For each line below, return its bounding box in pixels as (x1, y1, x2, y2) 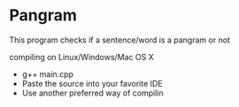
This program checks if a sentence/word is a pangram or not (9, 34, 230, 45)
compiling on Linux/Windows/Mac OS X (9, 51, 155, 62)
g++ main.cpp (21, 68, 73, 80)
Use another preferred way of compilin (21, 88, 164, 98)
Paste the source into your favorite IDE (21, 78, 163, 88)
